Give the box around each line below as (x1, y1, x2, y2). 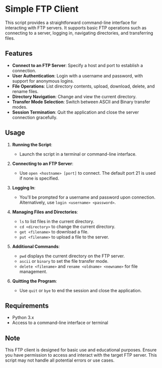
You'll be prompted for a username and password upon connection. (19, 194, 156, 200)
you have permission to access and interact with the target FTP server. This (5, 352, 157, 358)
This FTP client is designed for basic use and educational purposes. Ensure (5, 347, 157, 353)
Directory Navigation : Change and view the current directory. (12, 93, 137, 99)
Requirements (5, 301, 49, 310)
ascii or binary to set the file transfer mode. (19, 258, 109, 264)
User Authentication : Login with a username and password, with (12, 72, 143, 79)
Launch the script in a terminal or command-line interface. (19, 151, 137, 157)
